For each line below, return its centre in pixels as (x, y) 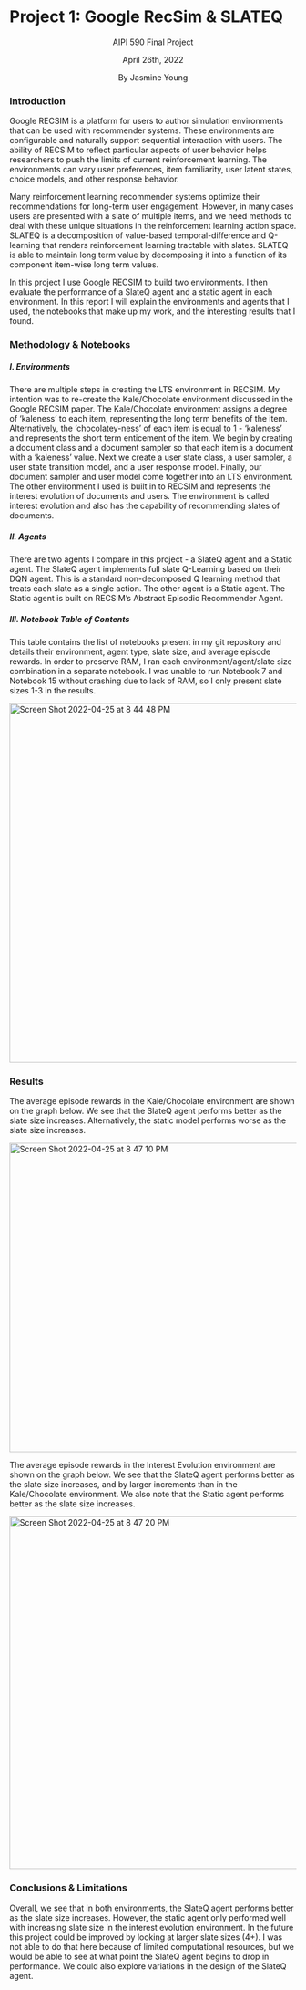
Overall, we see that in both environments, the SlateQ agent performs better (152, 1908)
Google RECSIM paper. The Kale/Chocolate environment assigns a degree (148, 409)
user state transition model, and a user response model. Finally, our (136, 467)
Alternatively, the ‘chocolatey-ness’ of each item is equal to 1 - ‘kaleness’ (146, 428)
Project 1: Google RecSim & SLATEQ (147, 17)
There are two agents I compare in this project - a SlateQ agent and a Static (151, 559)
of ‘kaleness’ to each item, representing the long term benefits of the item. (149, 419)
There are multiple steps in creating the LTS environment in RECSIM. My (145, 390)
